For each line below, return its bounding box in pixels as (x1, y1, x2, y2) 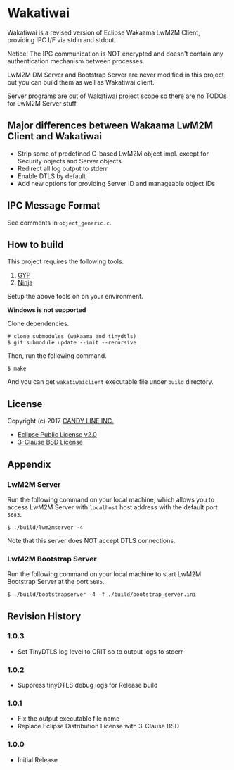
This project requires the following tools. (7, 257, 124, 266)
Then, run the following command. (7, 352, 107, 360)
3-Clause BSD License (17, 438, 83, 447)
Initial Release (17, 755, 58, 764)
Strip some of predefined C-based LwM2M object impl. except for (17, 149, 209, 158)
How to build (7, 238, 64, 251)
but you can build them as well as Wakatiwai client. (7, 77, 155, 86)
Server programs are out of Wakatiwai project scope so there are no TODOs (7, 92, 227, 100)
